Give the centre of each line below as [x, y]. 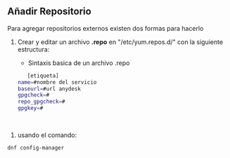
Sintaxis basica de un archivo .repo [79, 63]
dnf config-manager [36, 148]
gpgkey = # [30, 108]
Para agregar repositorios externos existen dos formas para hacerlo [106, 28]
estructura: [33, 49]
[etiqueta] [43, 76]
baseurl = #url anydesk [49, 89]
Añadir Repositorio [49, 12]
